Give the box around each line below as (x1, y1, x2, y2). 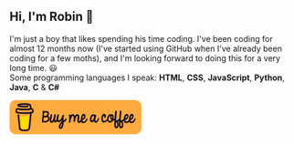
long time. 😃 (9, 62, 58, 73)
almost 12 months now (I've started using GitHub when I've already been (9, 43, 283, 54)
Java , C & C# (9, 81, 60, 92)
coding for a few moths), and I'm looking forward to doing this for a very (9, 52, 281, 64)
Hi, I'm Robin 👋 (9, 9, 94, 25)
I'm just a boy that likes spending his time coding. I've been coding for (9, 33, 273, 44)
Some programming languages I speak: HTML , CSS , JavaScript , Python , (9, 72, 285, 83)
